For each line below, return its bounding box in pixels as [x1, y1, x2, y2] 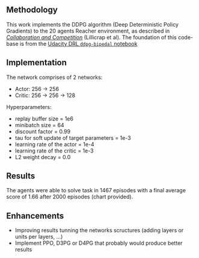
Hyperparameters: [6, 103, 52, 110]
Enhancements [6, 210, 64, 221]
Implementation [6, 57, 67, 68]
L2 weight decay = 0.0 [14, 153, 71, 160]
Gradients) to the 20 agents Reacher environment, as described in [6, 27, 170, 34]
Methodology [6, 5, 58, 15]
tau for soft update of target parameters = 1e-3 [14, 134, 131, 141]
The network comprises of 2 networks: [6, 74, 103, 81]
